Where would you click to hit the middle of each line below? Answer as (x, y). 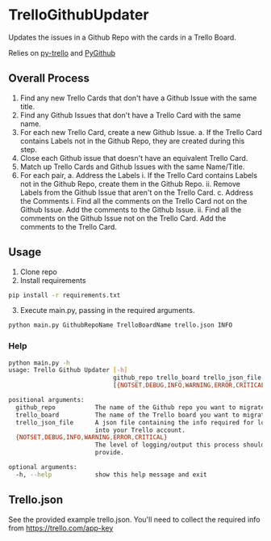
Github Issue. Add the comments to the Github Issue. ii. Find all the (131, 209)
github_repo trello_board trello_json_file (187, 378)
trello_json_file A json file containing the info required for (135, 422)
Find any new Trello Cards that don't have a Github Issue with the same (138, 98)
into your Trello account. (140, 430)
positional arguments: (46, 400)
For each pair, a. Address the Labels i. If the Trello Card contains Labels (139, 175)
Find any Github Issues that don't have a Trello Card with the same (130, 115)
